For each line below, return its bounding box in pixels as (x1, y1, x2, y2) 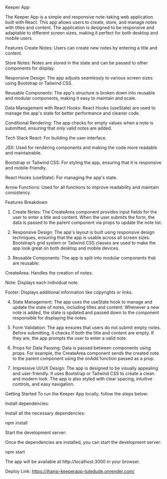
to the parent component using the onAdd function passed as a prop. (12, 355, 155, 361)
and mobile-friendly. (5, 165, 47, 170)
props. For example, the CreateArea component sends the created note (12, 350, 160, 356)
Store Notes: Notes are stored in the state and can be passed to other (5, 60, 148, 65)
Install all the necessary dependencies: (5, 410, 86, 416)
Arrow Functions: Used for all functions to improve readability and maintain (5, 184, 159, 190)
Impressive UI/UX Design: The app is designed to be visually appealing (12, 365, 159, 371)
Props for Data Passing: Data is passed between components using (12, 345, 151, 350)
